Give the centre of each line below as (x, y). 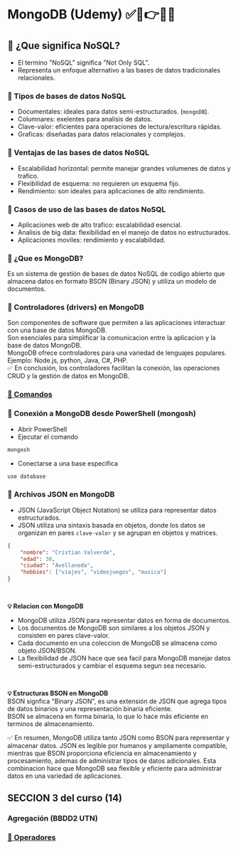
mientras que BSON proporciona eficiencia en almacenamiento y (102, 753)
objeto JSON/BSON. (47, 651)
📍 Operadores (32, 838)
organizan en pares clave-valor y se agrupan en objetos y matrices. (118, 533)
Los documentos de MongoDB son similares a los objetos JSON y (114, 628)
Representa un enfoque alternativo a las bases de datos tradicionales (119, 70)
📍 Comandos (30, 395)
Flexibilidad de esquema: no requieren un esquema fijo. (99, 183)
